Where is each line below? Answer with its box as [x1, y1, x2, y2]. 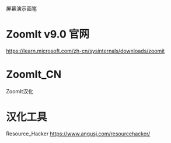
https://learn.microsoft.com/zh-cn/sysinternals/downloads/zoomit [6, 47, 165, 54]
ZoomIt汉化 [6, 88, 34, 95]
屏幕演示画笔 [6, 5, 37, 12]
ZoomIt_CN [6, 68, 62, 81]
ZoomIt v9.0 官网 [6, 28, 89, 41]
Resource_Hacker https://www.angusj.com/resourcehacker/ [6, 130, 151, 137]
